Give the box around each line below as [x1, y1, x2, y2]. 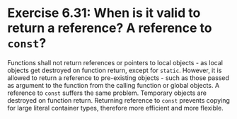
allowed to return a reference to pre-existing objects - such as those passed [7, 73, 230, 82]
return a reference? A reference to [7, 20, 212, 36]
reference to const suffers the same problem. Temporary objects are [7, 89, 207, 97]
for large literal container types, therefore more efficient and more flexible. [7, 103, 224, 112]
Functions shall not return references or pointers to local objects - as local [7, 58, 223, 67]
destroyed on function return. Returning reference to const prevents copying [7, 96, 230, 104]
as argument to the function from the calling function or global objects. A [7, 81, 220, 89]
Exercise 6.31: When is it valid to [7, 5, 201, 21]
